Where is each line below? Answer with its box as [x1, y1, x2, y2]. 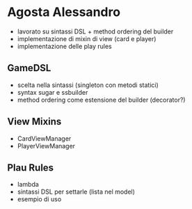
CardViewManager [17, 134, 72, 143]
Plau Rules [7, 162, 54, 173]
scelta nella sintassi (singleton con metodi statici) [17, 81, 159, 89]
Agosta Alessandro [7, 4, 120, 20]
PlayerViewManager [17, 141, 75, 150]
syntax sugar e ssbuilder [17, 88, 88, 96]
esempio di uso [17, 195, 62, 203]
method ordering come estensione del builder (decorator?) [17, 95, 186, 104]
